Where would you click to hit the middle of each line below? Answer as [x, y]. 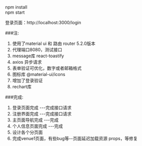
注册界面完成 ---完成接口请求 [42, 114]
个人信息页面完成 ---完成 [37, 126]
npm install [16, 7]
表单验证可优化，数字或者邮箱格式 [47, 68]
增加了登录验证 [27, 80]
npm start [15, 12]
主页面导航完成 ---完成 [35, 120]
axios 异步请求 [27, 62]
